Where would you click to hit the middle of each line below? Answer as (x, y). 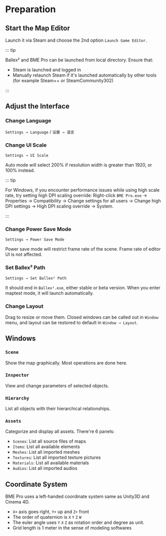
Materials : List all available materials (51, 463)
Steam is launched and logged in (47, 70)
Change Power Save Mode (38, 229)
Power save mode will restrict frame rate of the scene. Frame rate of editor (83, 249)
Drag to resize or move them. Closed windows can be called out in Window (82, 317)
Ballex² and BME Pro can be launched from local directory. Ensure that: (79, 60)
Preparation (31, 9)
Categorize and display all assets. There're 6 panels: (60, 431)
